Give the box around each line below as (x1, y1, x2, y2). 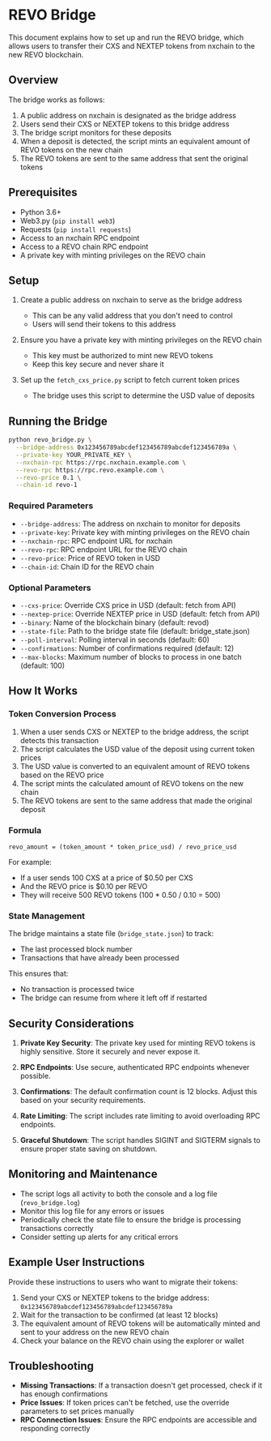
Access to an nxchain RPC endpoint (19, 233, 140, 242)
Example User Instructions (8, 1255, 146, 1269)
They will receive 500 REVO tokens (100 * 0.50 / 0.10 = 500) (19, 890, 221, 900)
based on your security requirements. (19, 1096, 146, 1105)
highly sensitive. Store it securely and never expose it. (19, 1047, 201, 1056)
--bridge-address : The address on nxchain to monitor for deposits (19, 519, 241, 528)
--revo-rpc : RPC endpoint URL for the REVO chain (19, 545, 188, 554)
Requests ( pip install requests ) (19, 224, 132, 234)
